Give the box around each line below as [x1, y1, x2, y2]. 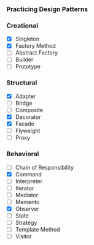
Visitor [15, 233, 32, 240]
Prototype [15, 63, 41, 70]
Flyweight [15, 127, 41, 135]
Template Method [15, 226, 60, 233]
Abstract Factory [15, 49, 58, 56]
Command [15, 170, 42, 178]
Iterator [15, 184, 34, 192]
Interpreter [15, 177, 43, 185]
